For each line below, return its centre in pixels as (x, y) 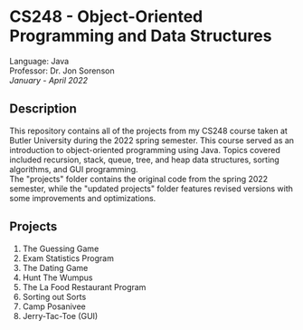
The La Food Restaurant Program (84, 286)
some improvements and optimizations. (83, 198)
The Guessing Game (61, 248)
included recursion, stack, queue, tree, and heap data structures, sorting (145, 160)
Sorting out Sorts (54, 296)
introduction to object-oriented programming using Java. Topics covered (145, 150)
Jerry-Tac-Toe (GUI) (60, 315)
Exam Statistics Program (68, 258)
